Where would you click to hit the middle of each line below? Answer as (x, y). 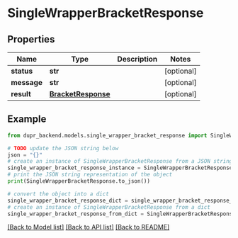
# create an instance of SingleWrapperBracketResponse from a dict (109, 207)
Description (137, 59)
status (22, 71)
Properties (31, 39)
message (27, 83)
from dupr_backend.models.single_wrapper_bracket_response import (107, 135)
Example (27, 119)
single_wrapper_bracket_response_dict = (68, 200)
